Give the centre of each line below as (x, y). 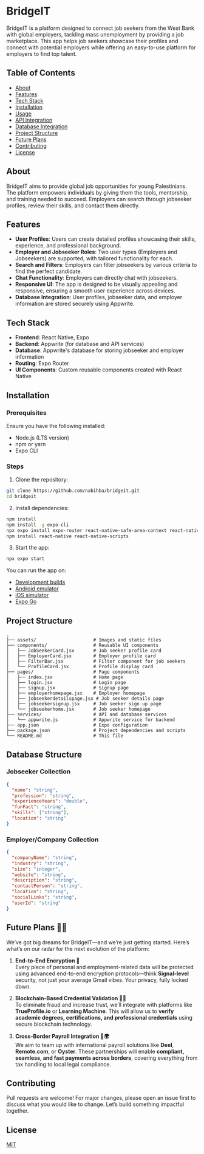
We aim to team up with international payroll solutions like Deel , (94, 1045)
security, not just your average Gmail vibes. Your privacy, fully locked (101, 980)
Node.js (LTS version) (42, 437)
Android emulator (37, 589)
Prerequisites (26, 413)
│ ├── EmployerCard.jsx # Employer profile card (81, 656)
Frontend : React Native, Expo (52, 337)
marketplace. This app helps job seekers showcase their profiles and (92, 41)
